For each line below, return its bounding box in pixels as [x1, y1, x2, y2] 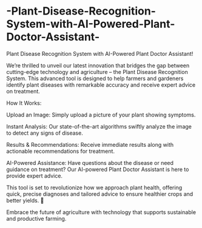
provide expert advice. [6, 172, 62, 179]
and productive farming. [6, 215, 67, 222]
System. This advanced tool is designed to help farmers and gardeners [6, 75, 184, 82]
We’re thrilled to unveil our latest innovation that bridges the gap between [6, 62, 190, 69]
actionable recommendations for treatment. [6, 147, 115, 155]
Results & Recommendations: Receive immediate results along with [6, 141, 174, 148]
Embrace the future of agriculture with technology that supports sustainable [6, 208, 196, 216]
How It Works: [6, 99, 42, 107]
